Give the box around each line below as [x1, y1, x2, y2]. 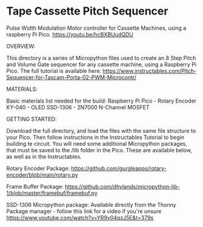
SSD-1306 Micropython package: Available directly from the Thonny [6, 201, 177, 208]
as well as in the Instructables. [6, 153, 82, 160]
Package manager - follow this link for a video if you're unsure [6, 208, 162, 215]
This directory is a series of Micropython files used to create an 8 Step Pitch [6, 54, 196, 61]
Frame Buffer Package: [6, 183, 64, 190]
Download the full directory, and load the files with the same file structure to [6, 127, 196, 134]
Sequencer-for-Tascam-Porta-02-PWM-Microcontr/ [6, 73, 136, 81]
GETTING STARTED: [6, 115, 57, 123]
